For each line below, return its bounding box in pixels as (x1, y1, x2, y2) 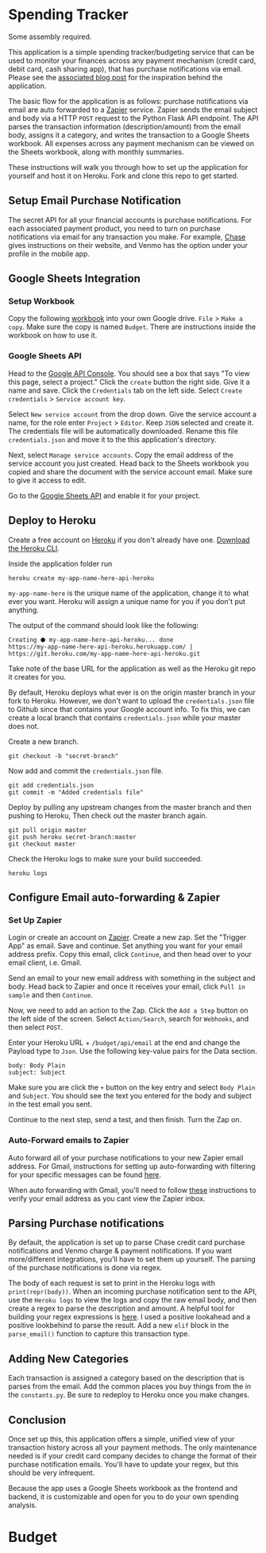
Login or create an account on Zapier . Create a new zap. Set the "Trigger (8, 932, 247, 943)
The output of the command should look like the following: (8, 620, 199, 629)
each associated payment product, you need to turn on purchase (8, 223, 221, 233)
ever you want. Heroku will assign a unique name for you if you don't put (8, 596, 246, 606)
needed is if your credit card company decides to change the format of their (8, 1450, 257, 1460)
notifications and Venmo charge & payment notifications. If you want (8, 1246, 233, 1256)
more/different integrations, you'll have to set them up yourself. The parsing (8, 1254, 256, 1264)
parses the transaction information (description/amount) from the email (8, 122, 241, 131)
